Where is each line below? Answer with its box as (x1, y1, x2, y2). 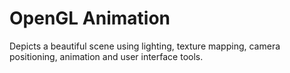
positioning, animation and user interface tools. (9, 50, 204, 62)
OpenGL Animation (9, 7, 171, 30)
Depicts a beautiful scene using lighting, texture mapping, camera (9, 40, 281, 52)
